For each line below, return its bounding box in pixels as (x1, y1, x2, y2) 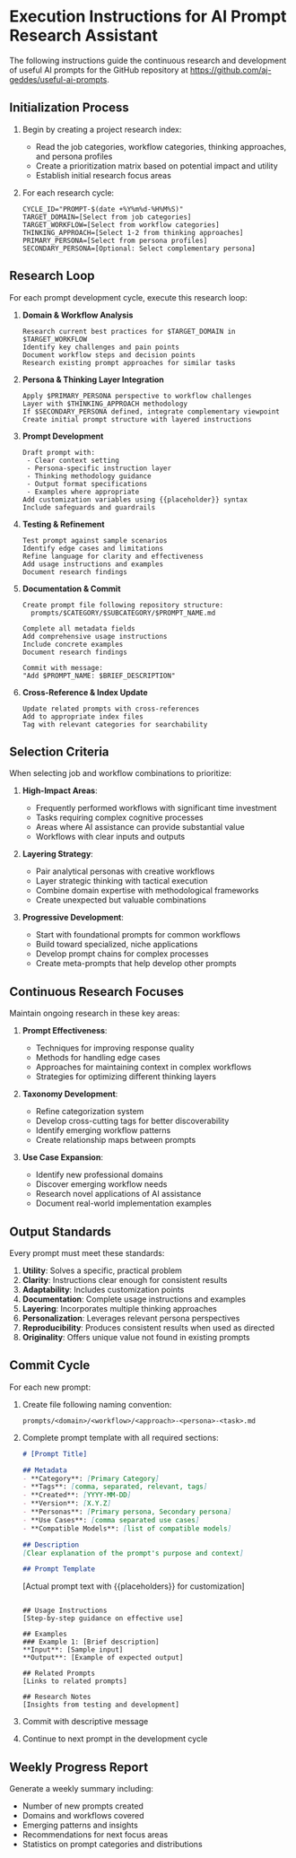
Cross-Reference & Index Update (22, 686, 148, 697)
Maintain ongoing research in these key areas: (9, 1008, 180, 1019)
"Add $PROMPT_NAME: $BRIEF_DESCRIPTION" (22, 671, 176, 680)
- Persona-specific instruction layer (26, 464, 172, 473)
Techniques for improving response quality (35, 1042, 195, 1053)
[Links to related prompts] (22, 1677, 127, 1686)
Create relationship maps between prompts (35, 1135, 196, 1146)
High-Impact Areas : (22, 785, 98, 796)
